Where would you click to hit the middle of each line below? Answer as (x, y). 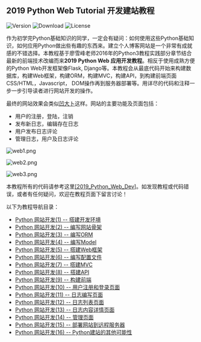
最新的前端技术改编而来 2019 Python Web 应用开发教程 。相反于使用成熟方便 (101, 60)
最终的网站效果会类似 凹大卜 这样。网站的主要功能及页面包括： (83, 103)
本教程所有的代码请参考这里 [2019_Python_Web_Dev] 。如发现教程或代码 (95, 186)
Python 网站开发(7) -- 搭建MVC (54, 264)
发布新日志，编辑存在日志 (47, 124)
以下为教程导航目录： (32, 207)
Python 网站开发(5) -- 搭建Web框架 (59, 249)
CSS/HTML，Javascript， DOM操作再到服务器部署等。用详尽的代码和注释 (98, 83)
